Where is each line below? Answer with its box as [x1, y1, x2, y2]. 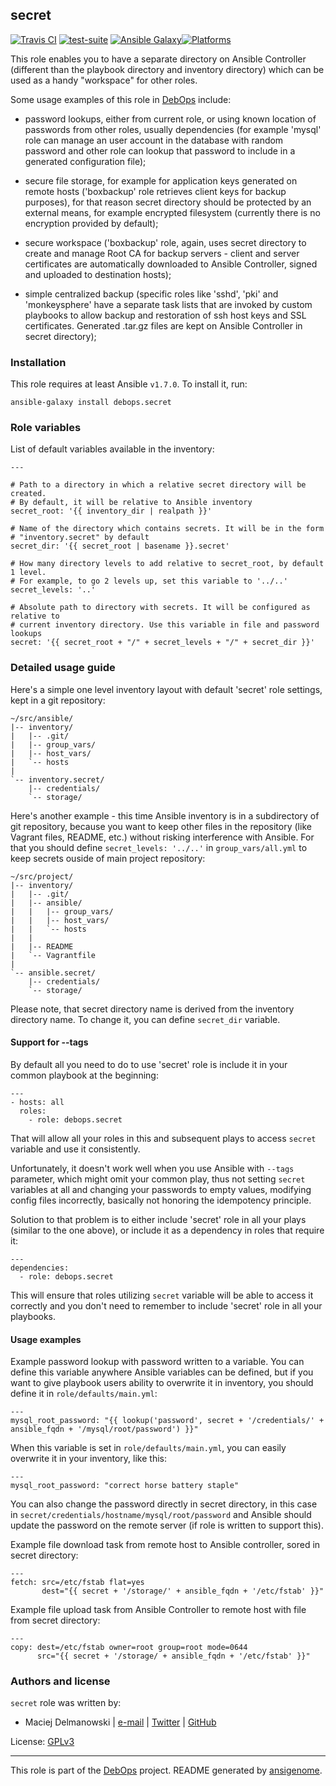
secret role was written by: [10, 1697, 122, 1709]
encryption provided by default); [24, 217, 159, 229]
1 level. [10, 568, 47, 578]
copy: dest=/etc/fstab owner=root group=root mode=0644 [10, 1643, 248, 1653]
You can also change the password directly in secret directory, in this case [10, 1498, 318, 1510]
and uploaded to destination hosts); [24, 268, 172, 280]
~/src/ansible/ [10, 713, 74, 723]
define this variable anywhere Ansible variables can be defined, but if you [10, 1366, 314, 1378]
